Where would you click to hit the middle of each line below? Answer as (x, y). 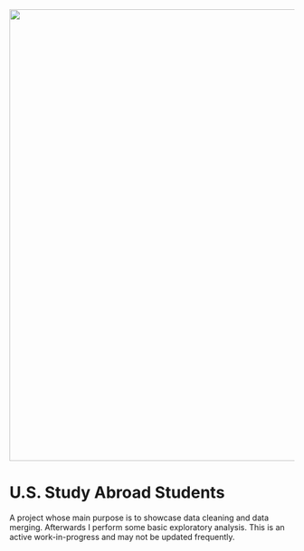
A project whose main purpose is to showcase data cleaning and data (139, 518)
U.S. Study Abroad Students (117, 493)
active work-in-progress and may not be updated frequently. (122, 537)
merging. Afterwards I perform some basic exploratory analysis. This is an (147, 527)
